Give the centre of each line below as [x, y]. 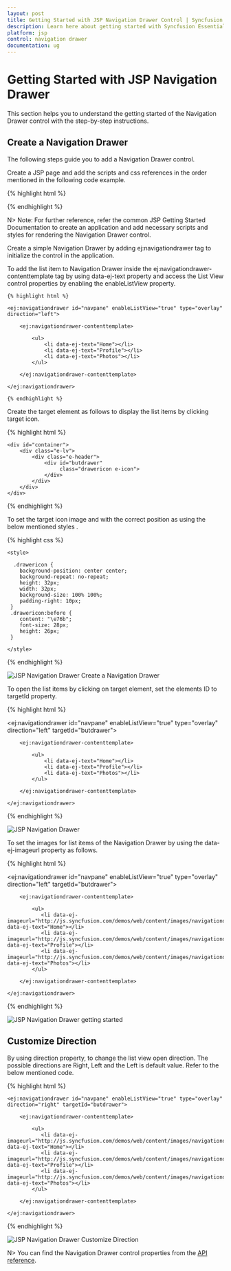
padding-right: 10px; [50, 601]
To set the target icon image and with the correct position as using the [107, 519]
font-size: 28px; [44, 625]
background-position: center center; [74, 571]
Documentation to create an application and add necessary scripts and [108, 227]
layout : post [26, 13]
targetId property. [32, 696]
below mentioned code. [41, 1072]
